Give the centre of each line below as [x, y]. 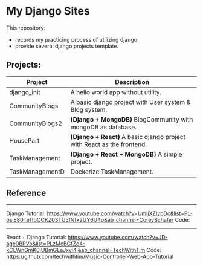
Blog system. [89, 109]
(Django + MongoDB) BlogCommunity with [132, 119]
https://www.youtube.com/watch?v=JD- [118, 237]
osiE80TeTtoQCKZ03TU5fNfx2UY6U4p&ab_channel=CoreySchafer [90, 219]
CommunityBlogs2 [36, 123]
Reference [26, 193]
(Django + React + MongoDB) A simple [126, 154]
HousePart [24, 140]
